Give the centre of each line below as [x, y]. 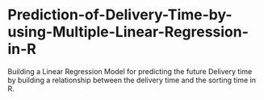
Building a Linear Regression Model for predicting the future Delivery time [130, 71]
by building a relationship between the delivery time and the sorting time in [132, 80]
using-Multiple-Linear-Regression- [128, 32]
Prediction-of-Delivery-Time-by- [120, 15]
